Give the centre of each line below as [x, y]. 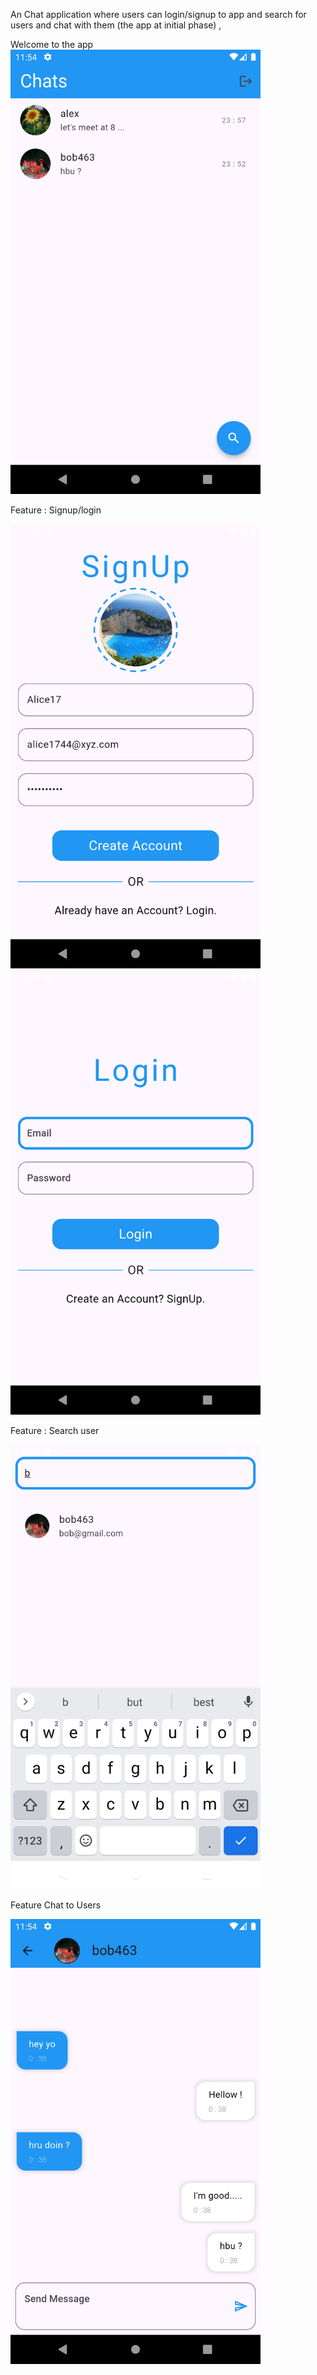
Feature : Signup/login [56, 510]
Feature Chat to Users [56, 1905]
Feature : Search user [55, 1431]
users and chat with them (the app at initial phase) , [116, 25]
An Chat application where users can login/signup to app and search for [158, 14]
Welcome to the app [52, 44]
